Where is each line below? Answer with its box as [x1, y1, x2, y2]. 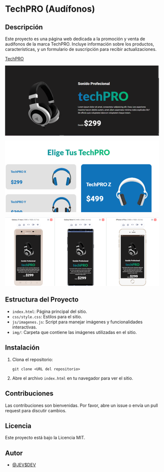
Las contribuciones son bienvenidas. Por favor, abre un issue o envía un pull [5, 402, 158, 408]
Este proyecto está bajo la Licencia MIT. [5, 435, 85, 441]
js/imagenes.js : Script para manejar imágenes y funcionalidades [12, 319, 143, 325]
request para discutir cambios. [5, 407, 67, 413]
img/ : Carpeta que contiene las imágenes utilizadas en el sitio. [12, 329, 137, 335]
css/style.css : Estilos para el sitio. [12, 313, 82, 319]
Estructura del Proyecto [5, 295, 79, 304]
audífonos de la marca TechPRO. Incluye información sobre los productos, [5, 41, 155, 47]
